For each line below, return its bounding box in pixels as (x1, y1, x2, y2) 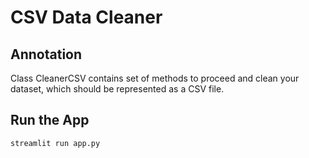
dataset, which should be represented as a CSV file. (10, 83, 225, 95)
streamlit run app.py (10, 138, 101, 148)
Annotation (10, 46, 83, 63)
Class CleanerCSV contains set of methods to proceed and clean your (10, 72, 300, 84)
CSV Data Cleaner (10, 6, 163, 29)
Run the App (10, 112, 90, 129)
